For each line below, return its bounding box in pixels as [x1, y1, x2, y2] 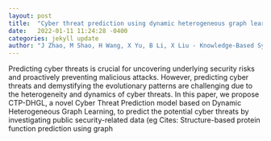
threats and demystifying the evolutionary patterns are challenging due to [8, 81, 252, 91]
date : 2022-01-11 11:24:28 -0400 [8, 27, 128, 35]
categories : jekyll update [8, 34, 99, 43]
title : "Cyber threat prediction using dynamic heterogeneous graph [8, 19, 248, 27]
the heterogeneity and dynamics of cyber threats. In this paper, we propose [8, 89, 260, 99]
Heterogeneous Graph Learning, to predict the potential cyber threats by [8, 106, 249, 117]
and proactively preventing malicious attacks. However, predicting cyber [8, 73, 249, 82]
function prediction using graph [8, 124, 114, 134]
